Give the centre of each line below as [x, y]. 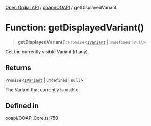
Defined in [22, 106]
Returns [18, 68]
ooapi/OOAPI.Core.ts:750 [32, 118]
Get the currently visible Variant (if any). [47, 52]
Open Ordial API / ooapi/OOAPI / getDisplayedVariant [61, 7]
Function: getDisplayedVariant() [75, 28]
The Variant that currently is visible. [43, 90]
